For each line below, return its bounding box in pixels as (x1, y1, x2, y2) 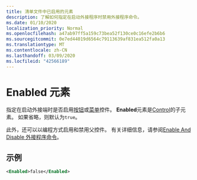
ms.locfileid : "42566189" (6, 58, 70, 64)
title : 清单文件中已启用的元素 (6, 8, 73, 15)
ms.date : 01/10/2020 (6, 20, 57, 25)
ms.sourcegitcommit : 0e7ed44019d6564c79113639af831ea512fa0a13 (6, 36, 166, 42)
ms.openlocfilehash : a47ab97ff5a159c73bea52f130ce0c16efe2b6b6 (6, 31, 166, 37)
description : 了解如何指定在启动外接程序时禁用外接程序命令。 (6, 14, 142, 20)
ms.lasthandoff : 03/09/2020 (6, 53, 76, 59)
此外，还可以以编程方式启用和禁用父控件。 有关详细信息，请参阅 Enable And (6, 126, 191, 133)
